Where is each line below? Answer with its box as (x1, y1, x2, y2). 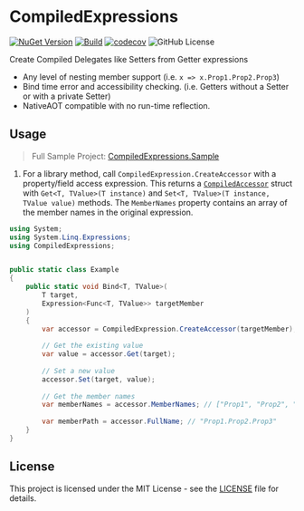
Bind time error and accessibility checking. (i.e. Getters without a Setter (22, 81, 290, 92)
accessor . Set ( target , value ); (42, 374, 156, 384)
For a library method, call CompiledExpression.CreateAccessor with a (22, 168, 277, 178)
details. (9, 492, 37, 504)
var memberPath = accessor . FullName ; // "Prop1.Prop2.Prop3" (42, 417, 278, 427)
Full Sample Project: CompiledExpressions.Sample (31, 150, 220, 161)
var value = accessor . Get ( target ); (42, 350, 176, 359)
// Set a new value (42, 366, 116, 375)
